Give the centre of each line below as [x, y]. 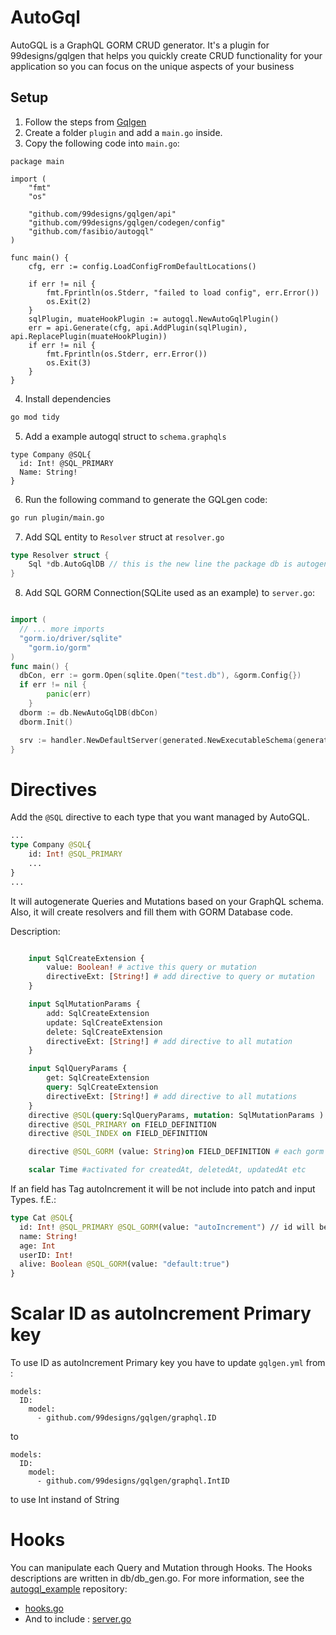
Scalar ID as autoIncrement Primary [161, 1313]
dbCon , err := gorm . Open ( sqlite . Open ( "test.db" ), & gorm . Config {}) [160, 676]
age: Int [37, 1246]
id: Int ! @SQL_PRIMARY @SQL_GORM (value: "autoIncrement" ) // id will [167, 1227]
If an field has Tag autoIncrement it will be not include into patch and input [163, 1189]
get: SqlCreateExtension [98, 1078]
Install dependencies [68, 398]
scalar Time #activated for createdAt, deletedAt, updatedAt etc [167, 1170]
